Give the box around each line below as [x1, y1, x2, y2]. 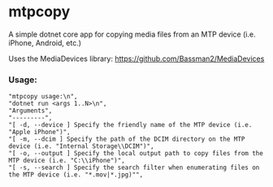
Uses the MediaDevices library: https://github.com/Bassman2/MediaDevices [8, 54, 265, 63]
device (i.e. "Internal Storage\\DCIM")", [8, 142, 154, 150]
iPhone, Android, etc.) [8, 37, 82, 47]
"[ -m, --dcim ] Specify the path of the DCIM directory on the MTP [8, 135, 245, 144]
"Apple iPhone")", [8, 128, 71, 137]
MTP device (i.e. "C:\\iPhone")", [8, 157, 126, 165]
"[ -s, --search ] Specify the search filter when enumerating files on [8, 163, 260, 172]
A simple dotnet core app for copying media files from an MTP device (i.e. [8, 29, 256, 39]
